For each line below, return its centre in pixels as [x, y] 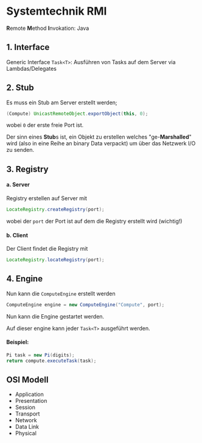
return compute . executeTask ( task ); [51, 361]
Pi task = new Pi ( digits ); [40, 355]
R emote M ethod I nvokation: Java [48, 28]
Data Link [27, 427]
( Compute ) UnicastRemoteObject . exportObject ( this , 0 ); [77, 113]
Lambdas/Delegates [31, 68]
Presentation [31, 401]
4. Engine [25, 279]
